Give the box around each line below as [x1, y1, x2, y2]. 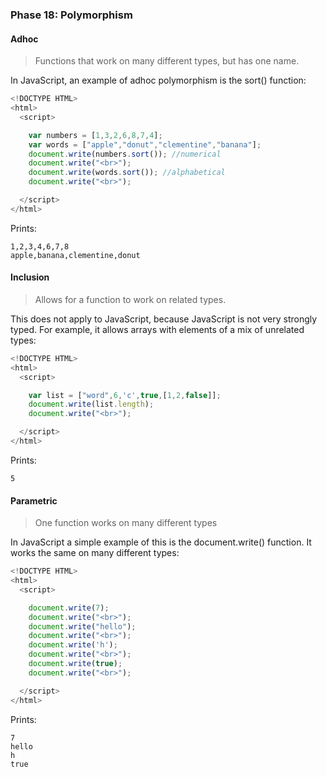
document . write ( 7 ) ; [28, 603, 110, 613]
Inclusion [10, 271, 50, 283]
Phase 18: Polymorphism [10, 8, 133, 22]
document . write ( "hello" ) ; [28, 621, 137, 632]
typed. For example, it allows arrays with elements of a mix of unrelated [10, 323, 305, 335]
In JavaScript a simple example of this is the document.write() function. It [10, 536, 312, 548]
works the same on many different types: [10, 547, 180, 559]
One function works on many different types [34, 517, 218, 529]
